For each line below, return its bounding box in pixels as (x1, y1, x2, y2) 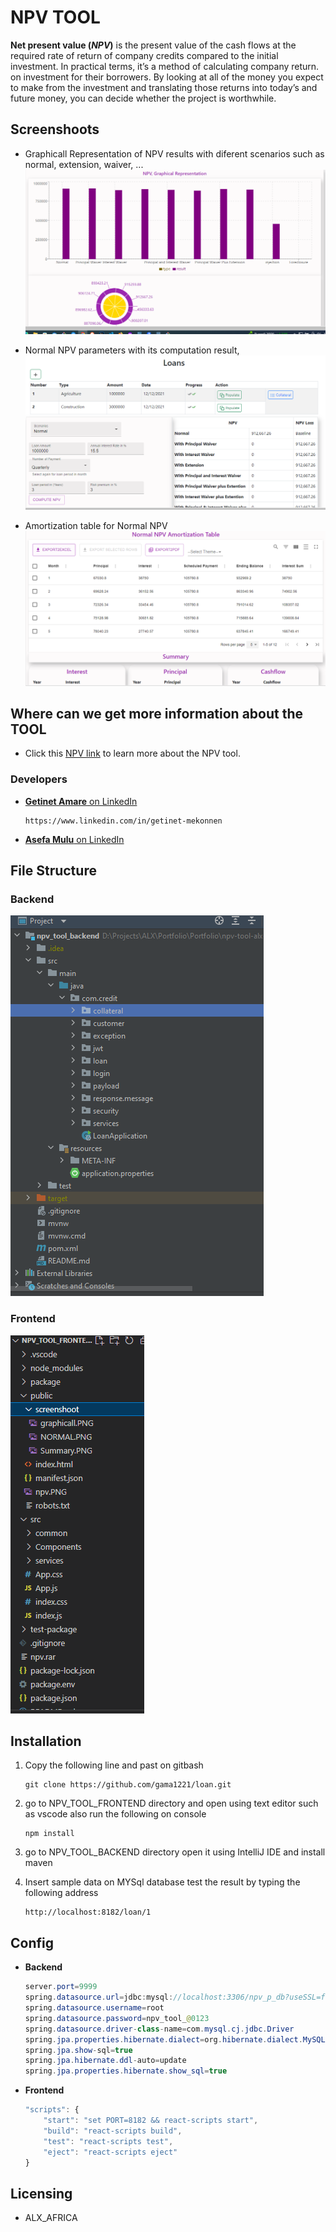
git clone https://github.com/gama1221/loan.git (24, 1780, 232, 1790)
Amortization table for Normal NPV (24, 519, 168, 531)
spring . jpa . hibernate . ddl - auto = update (24, 2056, 187, 2066)
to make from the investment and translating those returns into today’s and (10, 81, 318, 93)
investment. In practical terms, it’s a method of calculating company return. (10, 60, 320, 72)
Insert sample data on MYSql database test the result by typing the (24, 1876, 301, 1888)
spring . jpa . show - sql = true (24, 2045, 133, 2055)
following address (24, 1887, 99, 1899)
